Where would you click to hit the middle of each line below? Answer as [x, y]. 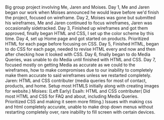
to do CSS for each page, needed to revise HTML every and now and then [80, 49]
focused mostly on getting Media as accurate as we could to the [70, 65]
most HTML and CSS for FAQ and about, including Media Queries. [72, 96]
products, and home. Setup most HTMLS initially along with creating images [82, 86]
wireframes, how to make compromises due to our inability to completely [79, 70]
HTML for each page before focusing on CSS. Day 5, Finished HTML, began [82, 44]
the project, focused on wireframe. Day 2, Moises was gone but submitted [81, 18]
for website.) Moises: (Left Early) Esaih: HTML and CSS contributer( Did [78, 91]
